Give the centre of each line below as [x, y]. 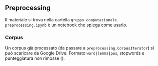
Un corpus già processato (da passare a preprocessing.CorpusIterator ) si [79, 48]
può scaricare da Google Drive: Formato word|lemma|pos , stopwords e [75, 53]
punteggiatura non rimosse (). [35, 58]
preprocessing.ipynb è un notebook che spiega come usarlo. [66, 25]
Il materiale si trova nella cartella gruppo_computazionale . [62, 19]
